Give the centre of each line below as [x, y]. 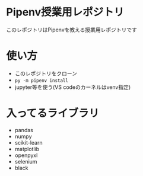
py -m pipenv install [41, 81]
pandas [24, 130]
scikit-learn [28, 142]
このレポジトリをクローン [46, 73]
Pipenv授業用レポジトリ [65, 12]
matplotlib [27, 149]
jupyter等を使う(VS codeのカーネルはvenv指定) [73, 87]
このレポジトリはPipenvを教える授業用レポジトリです [72, 30]
